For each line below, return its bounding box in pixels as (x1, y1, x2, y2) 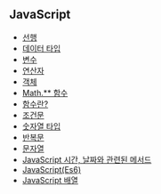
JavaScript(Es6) (21, 164, 82, 174)
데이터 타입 (21, 43, 61, 53)
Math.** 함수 (21, 87, 68, 98)
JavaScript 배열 (21, 174, 78, 185)
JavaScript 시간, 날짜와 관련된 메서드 (21, 154, 152, 165)
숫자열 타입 (21, 120, 61, 132)
